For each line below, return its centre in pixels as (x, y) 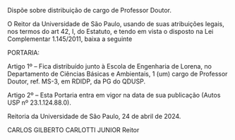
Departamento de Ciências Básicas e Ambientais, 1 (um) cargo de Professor (117, 74)
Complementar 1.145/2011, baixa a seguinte (70, 39)
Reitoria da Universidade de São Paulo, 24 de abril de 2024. (94, 116)
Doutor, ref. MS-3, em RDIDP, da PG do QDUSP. (77, 81)
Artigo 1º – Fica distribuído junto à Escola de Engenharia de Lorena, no (109, 66)
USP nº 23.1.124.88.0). (40, 103)
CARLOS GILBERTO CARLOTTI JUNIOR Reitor (73, 130)
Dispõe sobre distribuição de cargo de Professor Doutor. (89, 10)
